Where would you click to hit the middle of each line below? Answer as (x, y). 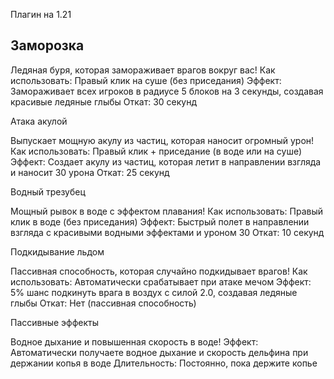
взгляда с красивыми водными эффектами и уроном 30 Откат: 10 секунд (167, 232)
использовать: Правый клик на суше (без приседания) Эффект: (146, 80)
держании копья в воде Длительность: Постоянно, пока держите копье (164, 363)
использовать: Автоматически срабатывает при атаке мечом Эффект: (161, 281)
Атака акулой (39, 121)
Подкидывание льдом (57, 251)
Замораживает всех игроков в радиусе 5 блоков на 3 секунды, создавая (167, 91)
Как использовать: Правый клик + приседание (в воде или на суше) (156, 151)
